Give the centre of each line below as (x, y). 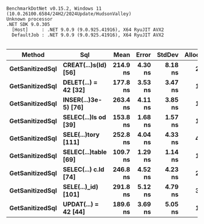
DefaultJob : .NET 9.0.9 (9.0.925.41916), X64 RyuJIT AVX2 (88, 35)
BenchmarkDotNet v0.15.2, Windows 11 (54, 8)
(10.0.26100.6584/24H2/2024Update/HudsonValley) (69, 14)
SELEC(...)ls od (84, 117)
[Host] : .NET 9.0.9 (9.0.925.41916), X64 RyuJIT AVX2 (88, 30)
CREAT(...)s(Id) (85, 65)
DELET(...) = (80, 82)
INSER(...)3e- (83, 100)
